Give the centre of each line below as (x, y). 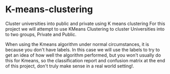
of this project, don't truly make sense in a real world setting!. (70, 66)
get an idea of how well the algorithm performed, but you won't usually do (83, 55)
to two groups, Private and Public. (41, 34)
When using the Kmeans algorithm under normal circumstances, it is (77, 44)
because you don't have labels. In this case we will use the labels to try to (82, 50)
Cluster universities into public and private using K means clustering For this (85, 23)
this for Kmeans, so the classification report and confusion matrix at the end (85, 60)
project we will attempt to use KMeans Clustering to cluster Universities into (85, 29)
